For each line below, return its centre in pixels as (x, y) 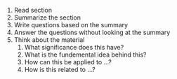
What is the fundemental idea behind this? (85, 55)
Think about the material (49, 40)
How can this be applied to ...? (68, 62)
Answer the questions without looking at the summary (92, 32)
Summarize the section (47, 17)
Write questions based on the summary (71, 25)
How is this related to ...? (60, 70)
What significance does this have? (74, 47)
